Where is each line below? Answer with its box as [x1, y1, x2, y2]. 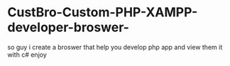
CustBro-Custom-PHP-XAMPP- [7, 4, 198, 21]
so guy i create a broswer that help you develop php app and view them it [7, 43, 223, 51]
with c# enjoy [7, 50, 48, 59]
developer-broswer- [7, 19, 130, 35]
